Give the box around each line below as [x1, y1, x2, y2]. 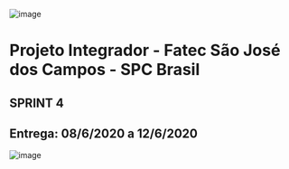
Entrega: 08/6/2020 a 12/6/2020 [9, 126, 199, 141]
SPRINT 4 [9, 95, 65, 110]
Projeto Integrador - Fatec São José [9, 41, 281, 61]
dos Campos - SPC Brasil [9, 60, 200, 80]
